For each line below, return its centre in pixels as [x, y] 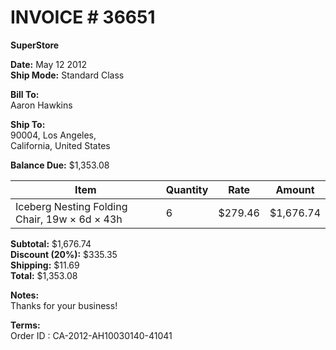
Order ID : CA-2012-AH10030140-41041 [91, 335]
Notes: [25, 295]
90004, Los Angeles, [53, 135]
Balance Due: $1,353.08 [60, 165]
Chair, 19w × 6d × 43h [69, 219]
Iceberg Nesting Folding [71, 206]
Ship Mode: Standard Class [67, 75]
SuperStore [35, 45]
